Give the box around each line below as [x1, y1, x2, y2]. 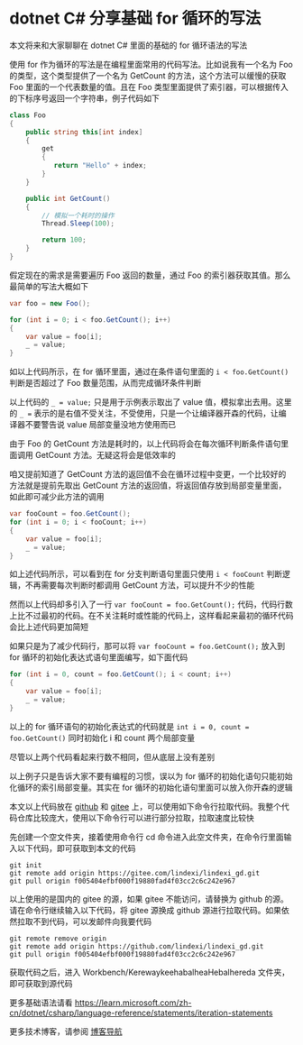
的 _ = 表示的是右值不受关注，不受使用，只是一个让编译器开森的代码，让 [9, 408, 280, 419]
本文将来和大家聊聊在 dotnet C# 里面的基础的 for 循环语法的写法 [9, 40, 248, 50]
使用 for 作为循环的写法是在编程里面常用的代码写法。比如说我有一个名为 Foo [9, 59, 293, 69]
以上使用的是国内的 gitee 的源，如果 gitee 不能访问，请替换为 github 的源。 [9, 894, 289, 904]
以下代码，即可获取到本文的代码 [16, 842, 136, 853]
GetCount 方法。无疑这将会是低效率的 [34, 450, 176, 461]
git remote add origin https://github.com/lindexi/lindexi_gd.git [9, 941, 264, 951]
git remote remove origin [9, 934, 106, 943]
